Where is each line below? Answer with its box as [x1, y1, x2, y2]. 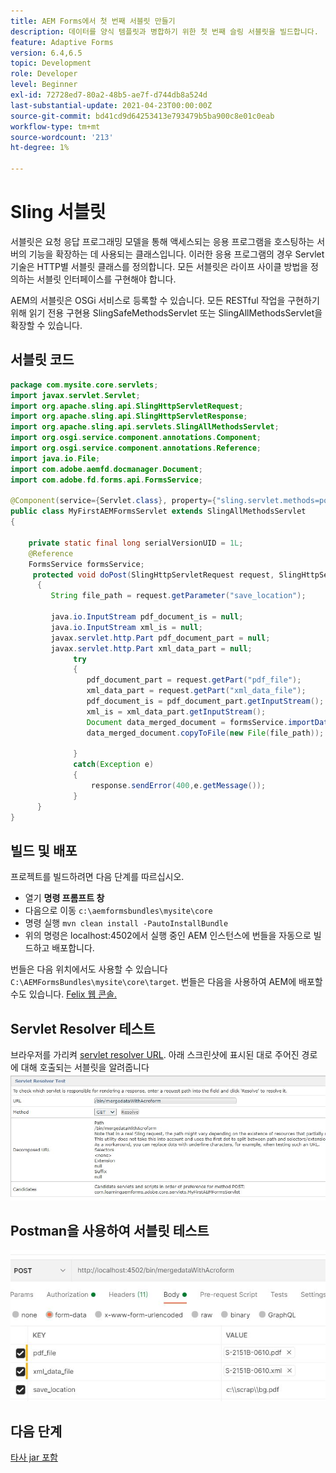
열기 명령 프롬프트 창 [24, 892, 105, 904]
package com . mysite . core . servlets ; [10, 380, 159, 390]
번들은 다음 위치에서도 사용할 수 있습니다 [10, 963, 168, 975]
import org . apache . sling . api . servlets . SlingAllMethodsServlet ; [10, 422, 280, 432]
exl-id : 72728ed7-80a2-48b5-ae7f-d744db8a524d [10, 90, 208, 100]
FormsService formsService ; [28, 559, 145, 569]
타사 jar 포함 [10, 1451, 58, 1464]
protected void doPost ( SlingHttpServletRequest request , [32, 570, 275, 580]
